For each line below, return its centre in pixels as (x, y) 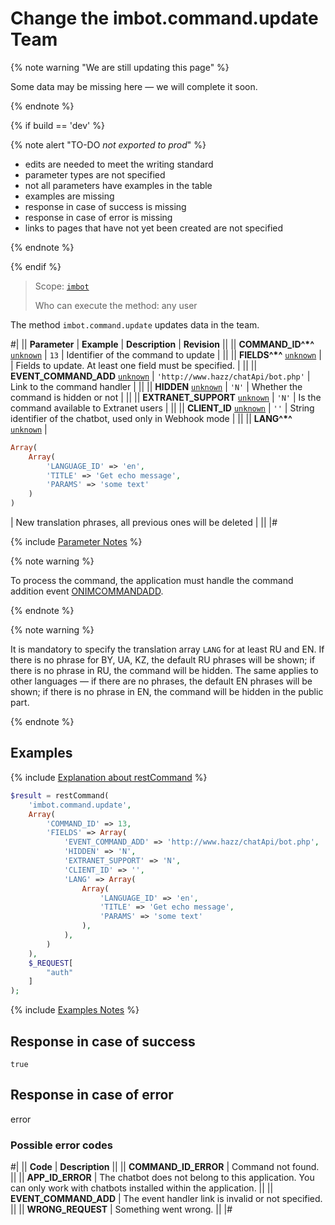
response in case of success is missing (105, 206)
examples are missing (69, 196)
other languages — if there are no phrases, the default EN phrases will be (161, 681)
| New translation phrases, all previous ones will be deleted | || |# (144, 523)
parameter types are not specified (95, 174)
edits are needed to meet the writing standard (119, 164)
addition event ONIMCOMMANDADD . (87, 591)
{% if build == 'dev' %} (57, 125)
